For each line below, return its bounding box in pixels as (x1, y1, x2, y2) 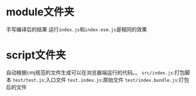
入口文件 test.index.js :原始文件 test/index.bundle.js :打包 (45, 76, 190, 83)
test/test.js (12, 77, 44, 83)
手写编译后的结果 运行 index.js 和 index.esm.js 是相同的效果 (6, 26, 147, 33)
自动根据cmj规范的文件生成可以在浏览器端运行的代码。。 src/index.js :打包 (6, 68, 185, 76)
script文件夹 (6, 49, 66, 62)
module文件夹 (6, 5, 75, 19)
